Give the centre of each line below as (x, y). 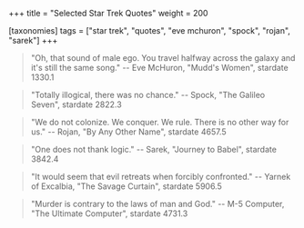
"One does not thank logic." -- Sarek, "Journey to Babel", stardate (153, 149)
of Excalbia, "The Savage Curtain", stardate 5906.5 (126, 186)
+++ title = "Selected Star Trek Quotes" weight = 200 (108, 13)
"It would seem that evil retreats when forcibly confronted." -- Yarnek (161, 177)
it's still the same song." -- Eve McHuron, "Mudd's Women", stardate (159, 68)
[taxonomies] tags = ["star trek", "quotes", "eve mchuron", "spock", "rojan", (149, 30)
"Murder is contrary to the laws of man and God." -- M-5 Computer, (157, 204)
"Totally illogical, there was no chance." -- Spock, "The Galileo (148, 95)
